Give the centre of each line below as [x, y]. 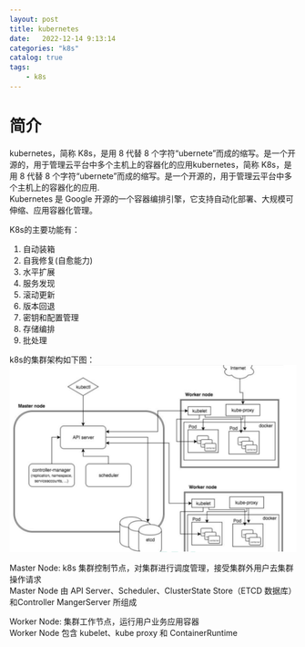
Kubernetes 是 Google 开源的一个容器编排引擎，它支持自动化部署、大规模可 [152, 198]
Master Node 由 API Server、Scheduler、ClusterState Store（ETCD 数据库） [153, 590]
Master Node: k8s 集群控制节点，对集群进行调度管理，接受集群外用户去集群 [152, 568]
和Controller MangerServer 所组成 [73, 601]
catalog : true [36, 58]
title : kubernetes [44, 29]
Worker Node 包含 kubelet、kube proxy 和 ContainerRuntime [124, 632]
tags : [20, 68]
